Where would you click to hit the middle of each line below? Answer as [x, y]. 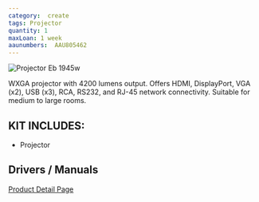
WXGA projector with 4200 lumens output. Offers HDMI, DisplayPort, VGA [129, 84]
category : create [39, 16]
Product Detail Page [41, 189]
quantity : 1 [28, 30]
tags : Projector [35, 23]
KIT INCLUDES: [47, 126]
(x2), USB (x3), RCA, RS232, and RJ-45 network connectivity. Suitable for [129, 92]
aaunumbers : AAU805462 [48, 46]
